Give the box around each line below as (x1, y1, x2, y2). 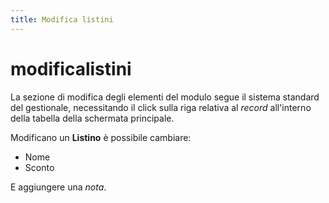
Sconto (24, 161, 55, 173)
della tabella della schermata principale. (10, 112, 175, 124)
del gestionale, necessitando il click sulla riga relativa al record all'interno (10, 101, 312, 113)
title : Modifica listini (10, 14, 114, 25)
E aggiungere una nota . (10, 181, 107, 193)
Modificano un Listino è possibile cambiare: (10, 131, 192, 143)
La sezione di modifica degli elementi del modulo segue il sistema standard (10, 91, 320, 103)
